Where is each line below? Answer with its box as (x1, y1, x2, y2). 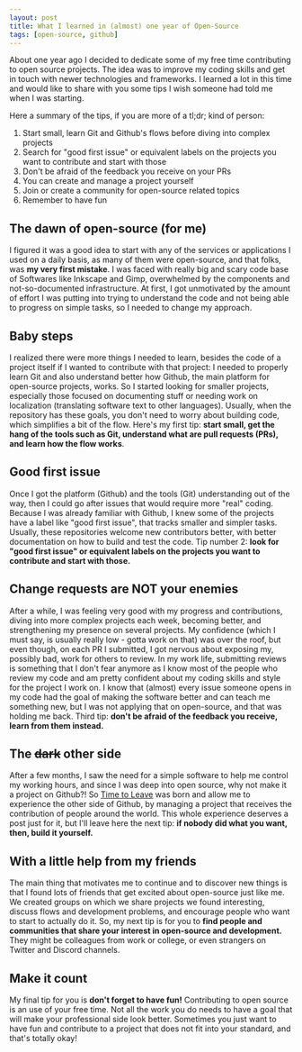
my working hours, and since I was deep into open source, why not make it (9, 780, 288, 791)
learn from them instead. (9, 720, 104, 730)
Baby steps (9, 328, 74, 343)
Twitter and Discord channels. (9, 945, 120, 956)
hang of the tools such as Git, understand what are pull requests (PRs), (9, 429, 279, 440)
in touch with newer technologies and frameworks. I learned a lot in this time (9, 74, 292, 85)
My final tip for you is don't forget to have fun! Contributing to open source (9, 994, 289, 1005)
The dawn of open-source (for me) (9, 221, 207, 236)
